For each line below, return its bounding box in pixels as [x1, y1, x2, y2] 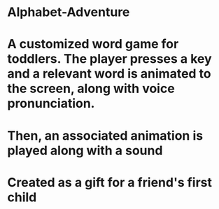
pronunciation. [7, 96, 95, 112]
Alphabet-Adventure [7, 4, 130, 20]
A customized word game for [7, 36, 179, 52]
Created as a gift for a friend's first [7, 174, 212, 190]
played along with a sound [7, 143, 163, 158]
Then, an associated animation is [7, 127, 204, 143]
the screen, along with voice [7, 81, 175, 96]
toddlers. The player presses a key [7, 51, 212, 67]
